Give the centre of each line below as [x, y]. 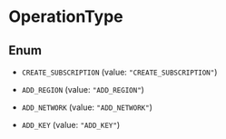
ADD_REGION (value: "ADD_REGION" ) [83, 89]
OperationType [66, 17]
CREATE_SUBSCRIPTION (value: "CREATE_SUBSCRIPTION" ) [119, 72]
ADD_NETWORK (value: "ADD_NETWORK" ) [87, 107]
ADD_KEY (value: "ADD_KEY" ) [70, 125]
